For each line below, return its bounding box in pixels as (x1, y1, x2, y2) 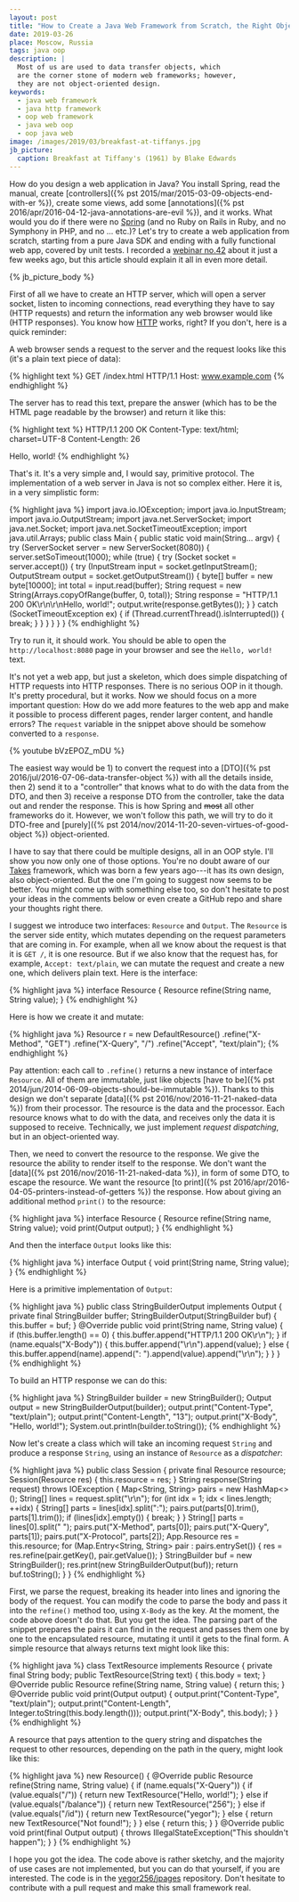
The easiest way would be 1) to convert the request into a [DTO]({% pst (9, 763, 271, 773)
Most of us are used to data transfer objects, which (17, 63, 221, 72)
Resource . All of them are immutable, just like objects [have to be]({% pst (9, 1074, 275, 1085)
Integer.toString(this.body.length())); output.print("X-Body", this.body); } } (9, 1707, 279, 1718)
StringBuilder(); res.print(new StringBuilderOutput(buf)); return (9, 1559, 238, 1570)
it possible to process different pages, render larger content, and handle (9, 709, 273, 720)
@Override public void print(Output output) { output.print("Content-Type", (9, 1688, 279, 1699)
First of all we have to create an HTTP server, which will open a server (9, 289, 267, 299)
